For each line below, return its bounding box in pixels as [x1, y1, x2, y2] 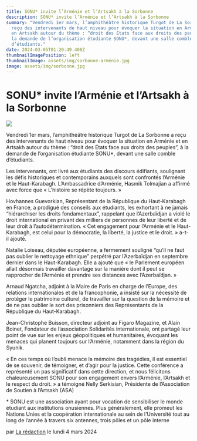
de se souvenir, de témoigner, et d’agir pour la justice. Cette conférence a [6, 362, 184, 369]
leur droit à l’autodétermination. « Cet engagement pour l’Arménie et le [6, 223, 176, 230]
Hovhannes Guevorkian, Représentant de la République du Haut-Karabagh [6, 198, 186, 205]
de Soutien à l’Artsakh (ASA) [6, 387, 74, 394]
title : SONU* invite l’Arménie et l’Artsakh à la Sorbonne [6, 8, 154, 15]
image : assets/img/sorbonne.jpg [6, 63, 85, 69]
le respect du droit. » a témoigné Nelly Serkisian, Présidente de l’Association [6, 381, 190, 388]
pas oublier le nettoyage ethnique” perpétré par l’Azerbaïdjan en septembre [6, 253, 188, 260]
